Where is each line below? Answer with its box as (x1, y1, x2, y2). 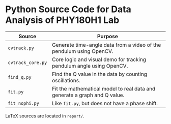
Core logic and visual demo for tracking (51, 56, 147, 63)
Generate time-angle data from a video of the (51, 41, 161, 48)
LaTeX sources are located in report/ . (5, 113, 85, 119)
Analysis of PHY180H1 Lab (5, 14, 120, 26)
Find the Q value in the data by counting (51, 70, 148, 77)
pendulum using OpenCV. (51, 47, 113, 54)
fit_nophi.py (8, 100, 40, 106)
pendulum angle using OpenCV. (51, 62, 128, 69)
